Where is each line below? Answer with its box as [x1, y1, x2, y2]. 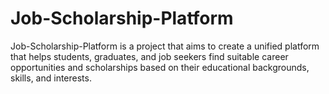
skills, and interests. [10, 72, 92, 84]
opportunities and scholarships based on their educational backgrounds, [10, 61, 310, 73]
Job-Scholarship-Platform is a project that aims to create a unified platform [10, 40, 320, 52]
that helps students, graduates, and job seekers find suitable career [10, 50, 289, 62]
